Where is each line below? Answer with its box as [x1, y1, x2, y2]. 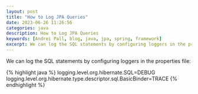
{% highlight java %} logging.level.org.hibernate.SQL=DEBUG [6, 69, 156, 76]
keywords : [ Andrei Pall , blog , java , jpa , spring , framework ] [6, 36, 162, 42]
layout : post [6, 8, 38, 15]
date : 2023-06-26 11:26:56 [6, 19, 72, 25]
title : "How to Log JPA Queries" [6, 14, 88, 20]
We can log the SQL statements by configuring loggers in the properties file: [6, 57, 192, 65]
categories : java [6, 25, 49, 31]
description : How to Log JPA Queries [6, 31, 99, 36]
